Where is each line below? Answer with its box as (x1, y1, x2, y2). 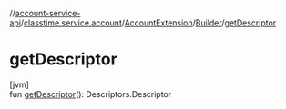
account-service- (15, 8, 81, 18)
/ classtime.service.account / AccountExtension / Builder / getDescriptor (20, 17, 277, 28)
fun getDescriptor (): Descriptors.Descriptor (9, 88, 172, 99)
